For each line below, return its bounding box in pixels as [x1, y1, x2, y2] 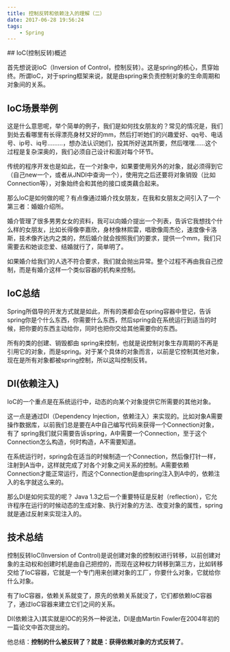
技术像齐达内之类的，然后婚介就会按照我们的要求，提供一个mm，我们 [18, 234, 216, 242]
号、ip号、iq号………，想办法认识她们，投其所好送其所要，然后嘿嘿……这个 [7, 139, 218, 147]
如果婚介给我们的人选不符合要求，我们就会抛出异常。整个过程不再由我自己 [7, 258, 217, 266]
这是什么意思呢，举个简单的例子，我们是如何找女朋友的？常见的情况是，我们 [7, 122, 223, 130]
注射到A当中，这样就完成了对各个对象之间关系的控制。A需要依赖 [7, 460, 190, 469]
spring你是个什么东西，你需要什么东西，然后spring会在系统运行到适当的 [7, 316, 211, 324]
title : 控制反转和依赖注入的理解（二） [7, 10, 105, 17]
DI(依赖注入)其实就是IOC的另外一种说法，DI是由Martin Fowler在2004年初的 [7, 614, 220, 623]
